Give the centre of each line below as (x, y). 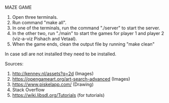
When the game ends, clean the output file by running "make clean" (83, 44)
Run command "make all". (39, 23)
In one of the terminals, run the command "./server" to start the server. (86, 28)
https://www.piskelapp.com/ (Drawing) (53, 84)
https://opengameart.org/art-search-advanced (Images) (71, 79)
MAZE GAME (18, 7)
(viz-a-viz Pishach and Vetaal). (45, 39)
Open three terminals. (35, 17)
